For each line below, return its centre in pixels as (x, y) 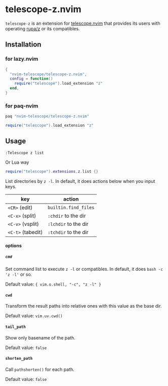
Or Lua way (17, 162)
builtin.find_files (71, 207)
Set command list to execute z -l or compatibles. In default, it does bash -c (84, 269)
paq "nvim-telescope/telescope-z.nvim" (47, 116)
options (13, 246)
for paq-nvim (22, 106)
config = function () (31, 79)
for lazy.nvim (22, 59)
